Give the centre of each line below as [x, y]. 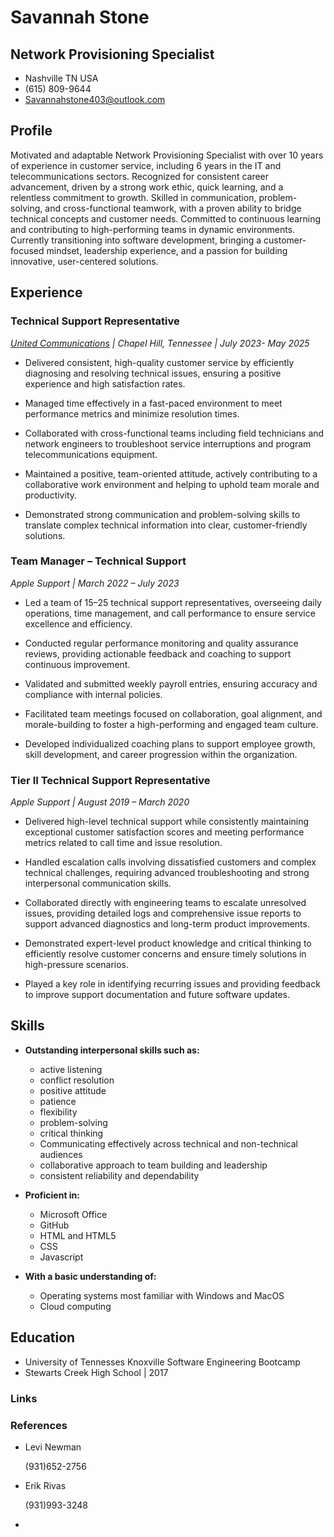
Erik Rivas [45, 1485]
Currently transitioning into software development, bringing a [136, 240]
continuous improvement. [77, 664]
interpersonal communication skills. [98, 883]
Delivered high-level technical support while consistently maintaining [167, 822]
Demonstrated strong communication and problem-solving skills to [162, 514]
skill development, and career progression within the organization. [161, 754]
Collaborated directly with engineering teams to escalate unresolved [165, 903]
